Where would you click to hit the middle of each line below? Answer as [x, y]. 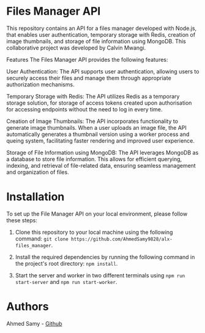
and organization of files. [38, 172]
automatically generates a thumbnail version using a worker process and [98, 134]
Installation [35, 197]
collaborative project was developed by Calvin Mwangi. [76, 48]
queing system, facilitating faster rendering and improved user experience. [100, 140]
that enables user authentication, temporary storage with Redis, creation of [101, 34]
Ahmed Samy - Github [34, 323]
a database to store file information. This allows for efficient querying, [94, 159]
